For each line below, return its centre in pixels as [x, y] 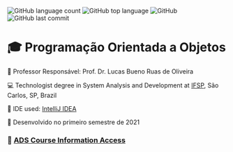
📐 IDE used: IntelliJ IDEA [42, 108]
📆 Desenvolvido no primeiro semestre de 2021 [74, 122]
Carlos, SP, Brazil [32, 95]
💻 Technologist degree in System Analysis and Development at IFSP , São [113, 85]
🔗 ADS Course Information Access [66, 140]
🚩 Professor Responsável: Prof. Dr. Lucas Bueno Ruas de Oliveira [100, 71]
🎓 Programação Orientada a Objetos [117, 48]
